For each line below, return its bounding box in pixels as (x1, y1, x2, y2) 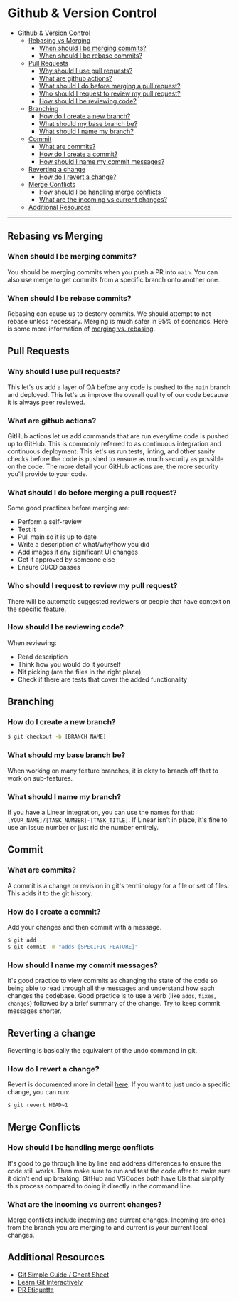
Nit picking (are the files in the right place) (17, 667, 142, 676)
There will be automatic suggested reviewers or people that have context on (7, 597, 231, 605)
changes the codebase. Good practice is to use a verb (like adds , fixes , (7, 991, 216, 999)
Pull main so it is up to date (17, 533, 97, 541)
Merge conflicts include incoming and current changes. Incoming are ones (7, 1215, 226, 1224)
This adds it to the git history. (7, 889, 93, 898)
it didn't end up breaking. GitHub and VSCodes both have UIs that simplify (7, 1174, 225, 1183)
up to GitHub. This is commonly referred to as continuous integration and (7, 439, 222, 448)
